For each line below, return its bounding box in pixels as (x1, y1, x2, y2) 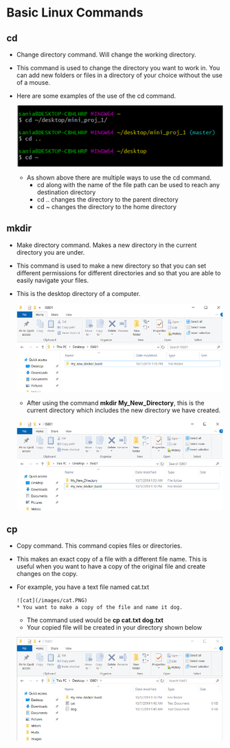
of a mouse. (16, 78, 51, 87)
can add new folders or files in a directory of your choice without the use (16, 71, 222, 79)
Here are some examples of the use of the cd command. (16, 92, 176, 100)
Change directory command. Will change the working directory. (16, 50, 196, 58)
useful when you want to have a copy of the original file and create (16, 562, 206, 570)
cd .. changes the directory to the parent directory (36, 195, 179, 204)
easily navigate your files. (16, 276, 89, 284)
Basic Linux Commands (6, 5, 143, 21)
